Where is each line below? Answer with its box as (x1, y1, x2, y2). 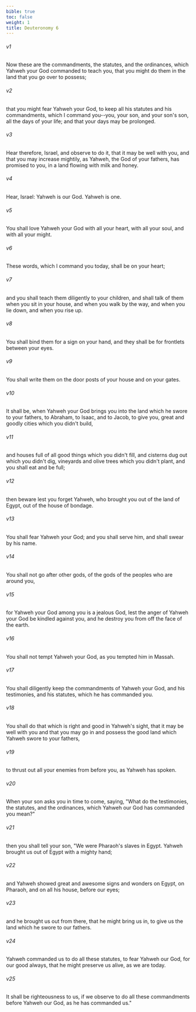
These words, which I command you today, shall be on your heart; (6, 263, 166, 270)
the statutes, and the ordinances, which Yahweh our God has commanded (6, 804, 185, 812)
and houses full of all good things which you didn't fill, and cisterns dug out (6, 452, 188, 459)
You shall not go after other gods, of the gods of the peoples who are (6, 571, 173, 578)
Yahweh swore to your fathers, (6, 735, 80, 742)
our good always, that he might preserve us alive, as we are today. (6, 962, 166, 969)
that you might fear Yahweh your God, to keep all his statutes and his (6, 105, 172, 112)
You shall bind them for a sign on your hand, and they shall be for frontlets (6, 338, 185, 345)
